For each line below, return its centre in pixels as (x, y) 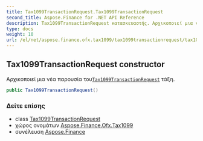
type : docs (20, 29)
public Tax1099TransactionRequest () (52, 90)
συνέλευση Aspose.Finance (50, 131)
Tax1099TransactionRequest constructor (85, 64)
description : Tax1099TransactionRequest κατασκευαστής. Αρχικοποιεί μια (100, 23)
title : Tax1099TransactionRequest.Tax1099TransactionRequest (85, 12)
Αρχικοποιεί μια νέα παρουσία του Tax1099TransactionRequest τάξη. (91, 79)
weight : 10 (20, 34)
